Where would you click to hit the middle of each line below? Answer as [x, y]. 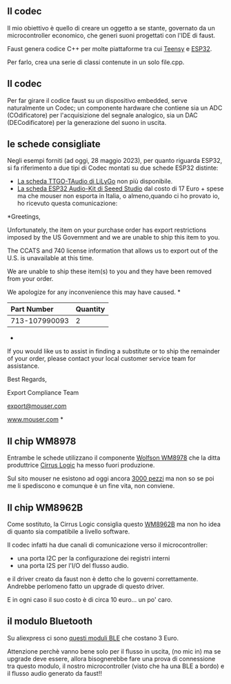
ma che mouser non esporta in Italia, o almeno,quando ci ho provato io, [118, 196]
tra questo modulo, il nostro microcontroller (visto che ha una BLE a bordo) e [116, 666]
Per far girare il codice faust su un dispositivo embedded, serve [97, 100]
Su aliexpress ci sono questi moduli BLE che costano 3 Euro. [93, 638]
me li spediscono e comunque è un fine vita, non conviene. [91, 486]
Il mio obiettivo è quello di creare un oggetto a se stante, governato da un [111, 28]
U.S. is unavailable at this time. [51, 258]
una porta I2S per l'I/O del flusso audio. [73, 566]
